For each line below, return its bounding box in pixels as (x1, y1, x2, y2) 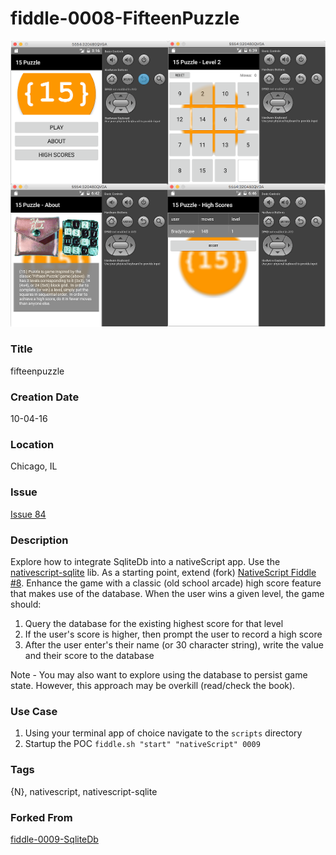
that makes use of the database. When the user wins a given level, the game (10, 588, 325, 600)
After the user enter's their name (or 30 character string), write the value (24, 639, 324, 651)
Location (10, 438, 55, 452)
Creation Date (10, 390, 80, 404)
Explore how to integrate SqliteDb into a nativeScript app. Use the (10, 556, 281, 568)
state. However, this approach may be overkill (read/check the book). (10, 680, 296, 692)
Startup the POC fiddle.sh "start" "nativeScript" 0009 (24, 738, 261, 750)
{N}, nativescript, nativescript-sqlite (10, 785, 158, 797)
